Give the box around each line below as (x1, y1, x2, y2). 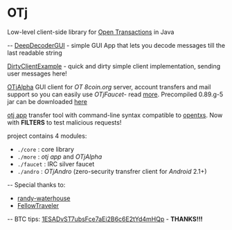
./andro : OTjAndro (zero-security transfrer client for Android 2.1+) (17, 167, 207, 175)
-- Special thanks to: (7, 180, 66, 188)
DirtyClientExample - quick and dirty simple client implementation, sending (7, 62, 221, 70)
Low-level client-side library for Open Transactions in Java (7, 28, 175, 36)
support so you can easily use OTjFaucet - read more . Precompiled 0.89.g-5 (7, 90, 224, 98)
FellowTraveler (17, 201, 60, 209)
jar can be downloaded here (7, 97, 88, 105)
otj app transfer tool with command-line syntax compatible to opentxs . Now (7, 111, 223, 119)
